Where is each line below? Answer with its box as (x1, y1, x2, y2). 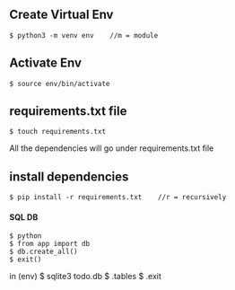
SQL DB (9, 211, 39, 223)
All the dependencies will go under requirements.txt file (9, 143, 214, 154)
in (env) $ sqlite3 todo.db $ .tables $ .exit (9, 271, 161, 282)
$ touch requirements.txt (9, 127, 106, 136)
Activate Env (9, 56, 83, 71)
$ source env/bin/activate (9, 79, 110, 88)
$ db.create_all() (9, 247, 78, 257)
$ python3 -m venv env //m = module (9, 31, 159, 40)
